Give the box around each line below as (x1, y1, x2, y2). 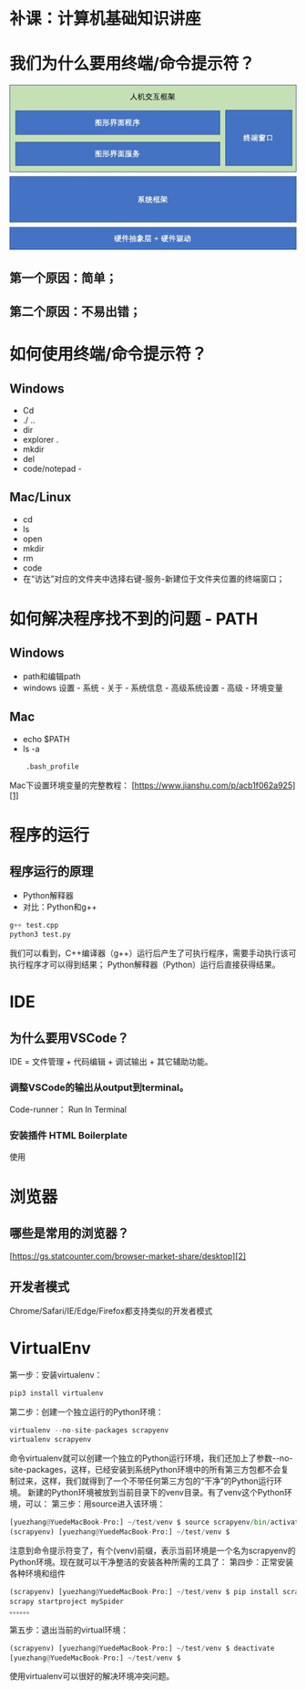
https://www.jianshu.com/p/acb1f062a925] (134, 780, 296, 791)
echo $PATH (22, 733, 70, 744)
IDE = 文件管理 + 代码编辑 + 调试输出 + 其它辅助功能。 (9, 1056, 213, 1067)
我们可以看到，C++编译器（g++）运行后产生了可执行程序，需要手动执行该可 (9, 948, 297, 959)
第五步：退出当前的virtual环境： (9, 1624, 129, 1635)
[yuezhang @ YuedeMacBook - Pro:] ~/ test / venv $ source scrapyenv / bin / (9, 1517, 271, 1527)
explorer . (22, 435, 59, 446)
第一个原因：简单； (9, 270, 117, 286)
